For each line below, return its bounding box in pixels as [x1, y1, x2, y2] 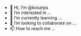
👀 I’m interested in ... [9, 10, 52, 16]
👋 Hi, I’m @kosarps [9, 5, 48, 10]
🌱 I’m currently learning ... [9, 15, 62, 20]
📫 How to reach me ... [9, 26, 55, 31]
